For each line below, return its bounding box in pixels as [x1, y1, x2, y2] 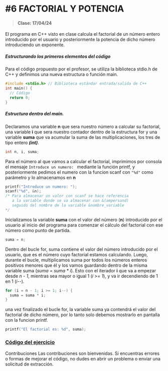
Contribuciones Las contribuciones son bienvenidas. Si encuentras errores [5, 350, 159, 356]
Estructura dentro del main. [5, 111, 64, 117]
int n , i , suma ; [5, 149, 39, 154]
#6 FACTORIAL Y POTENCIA [5, 3, 124, 15]
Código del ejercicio [5, 339, 55, 346]
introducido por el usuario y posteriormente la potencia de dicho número [5, 36, 155, 43]
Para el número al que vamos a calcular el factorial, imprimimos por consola [5, 158, 162, 164]
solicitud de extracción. [5, 361, 54, 367]
